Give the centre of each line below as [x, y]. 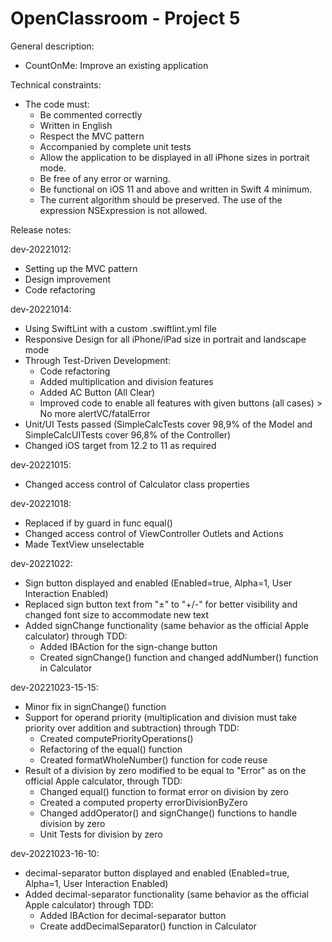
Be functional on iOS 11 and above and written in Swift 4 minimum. [176, 189]
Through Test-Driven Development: [98, 360]
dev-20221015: [41, 464]
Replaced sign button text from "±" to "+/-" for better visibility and [161, 604]
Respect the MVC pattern [92, 136]
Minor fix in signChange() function [95, 706]
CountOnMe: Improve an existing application [116, 65]
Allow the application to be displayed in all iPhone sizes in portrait [174, 157]
